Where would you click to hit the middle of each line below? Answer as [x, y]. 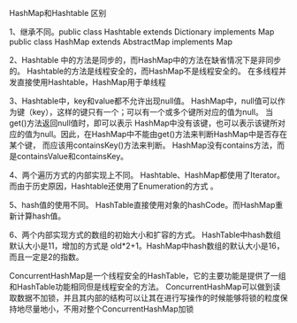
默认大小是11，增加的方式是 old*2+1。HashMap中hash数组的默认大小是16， [147, 246]
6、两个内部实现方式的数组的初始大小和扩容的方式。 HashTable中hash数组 [145, 235]
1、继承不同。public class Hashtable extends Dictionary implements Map [142, 32]
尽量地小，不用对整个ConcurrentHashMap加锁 [109, 309]
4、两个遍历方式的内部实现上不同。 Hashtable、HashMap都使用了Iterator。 [147, 175]
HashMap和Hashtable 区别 [58, 13]
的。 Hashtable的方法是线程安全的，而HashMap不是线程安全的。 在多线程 [144, 71]
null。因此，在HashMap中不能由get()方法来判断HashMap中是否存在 [163, 134]
